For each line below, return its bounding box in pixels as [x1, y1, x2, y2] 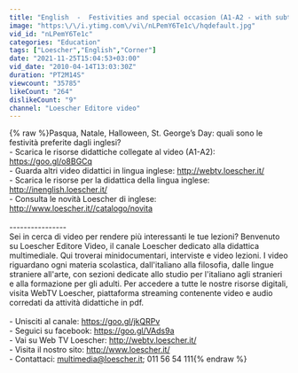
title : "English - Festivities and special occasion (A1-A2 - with [9, 12, 272, 22]
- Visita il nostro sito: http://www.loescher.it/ [9, 345, 170, 355]
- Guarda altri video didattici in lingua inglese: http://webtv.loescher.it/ [9, 166, 264, 176]
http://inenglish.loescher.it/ [9, 184, 108, 195]
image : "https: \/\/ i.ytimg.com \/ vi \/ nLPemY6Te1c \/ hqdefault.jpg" [9, 21, 255, 30]
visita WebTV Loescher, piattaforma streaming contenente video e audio [9, 288, 273, 299]
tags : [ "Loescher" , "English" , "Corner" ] [9, 46, 157, 55]
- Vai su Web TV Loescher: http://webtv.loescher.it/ [9, 335, 197, 346]
